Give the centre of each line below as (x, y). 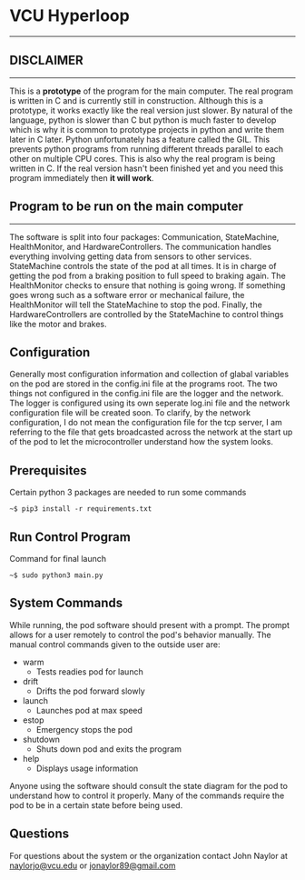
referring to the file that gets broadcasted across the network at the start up (151, 432)
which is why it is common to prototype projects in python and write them (147, 129)
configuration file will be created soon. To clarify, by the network (130, 413)
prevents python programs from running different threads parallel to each (147, 149)
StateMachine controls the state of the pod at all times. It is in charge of (143, 265)
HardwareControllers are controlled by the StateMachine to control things (147, 314)
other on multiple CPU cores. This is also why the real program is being (143, 158)
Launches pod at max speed (89, 710)
